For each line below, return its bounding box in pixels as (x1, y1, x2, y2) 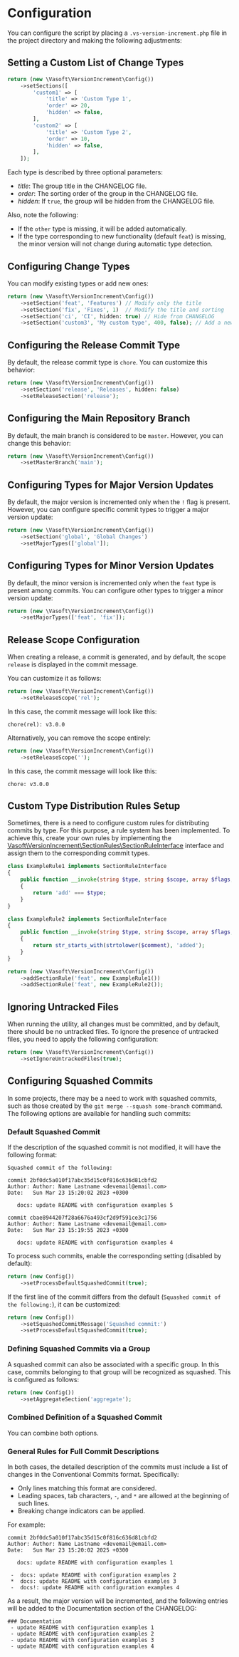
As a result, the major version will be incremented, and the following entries (7, 1596, 228, 1605)
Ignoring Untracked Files (7, 1000, 119, 1013)
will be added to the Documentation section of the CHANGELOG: (7, 1604, 197, 1612)
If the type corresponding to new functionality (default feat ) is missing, (17, 232, 226, 241)
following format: (7, 1150, 58, 1159)
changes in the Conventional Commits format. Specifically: (7, 1470, 179, 1478)
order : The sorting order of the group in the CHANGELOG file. (17, 189, 198, 198)
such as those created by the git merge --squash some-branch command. (7, 1102, 223, 1110)
